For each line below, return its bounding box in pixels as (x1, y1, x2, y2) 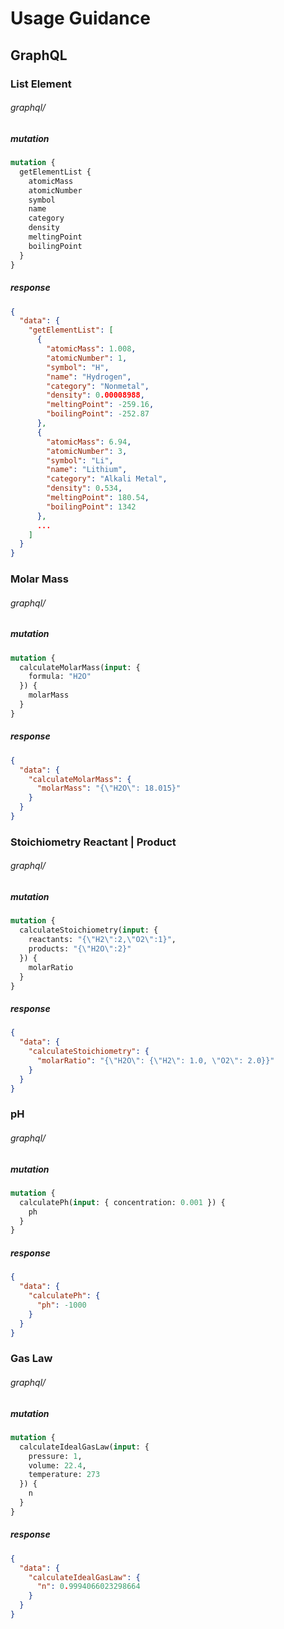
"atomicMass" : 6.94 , (46, 437, 132, 447)
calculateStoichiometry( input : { (19, 925, 159, 936)
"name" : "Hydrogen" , (46, 372, 132, 382)
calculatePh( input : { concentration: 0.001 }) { (19, 1197, 226, 1207)
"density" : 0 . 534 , (46, 483, 123, 494)
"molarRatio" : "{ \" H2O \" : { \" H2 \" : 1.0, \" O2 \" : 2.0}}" (36, 1055, 275, 1066)
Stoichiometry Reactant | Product (10, 835, 177, 849)
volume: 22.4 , (28, 1460, 87, 1471)
